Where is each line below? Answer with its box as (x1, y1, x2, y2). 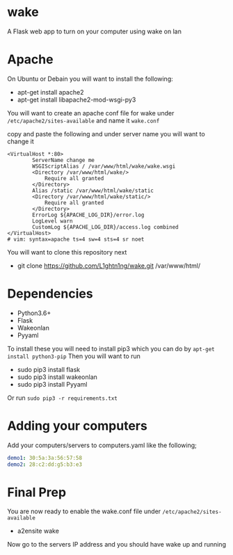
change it (7, 137, 35, 145)
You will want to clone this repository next (7, 248, 127, 256)
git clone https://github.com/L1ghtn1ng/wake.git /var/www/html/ (17, 262, 201, 270)
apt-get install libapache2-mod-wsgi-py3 (17, 95, 136, 104)
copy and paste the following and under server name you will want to (7, 129, 205, 138)
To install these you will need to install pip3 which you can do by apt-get (7, 344, 216, 353)
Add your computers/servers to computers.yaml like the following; (7, 441, 197, 449)
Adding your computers (7, 418, 147, 433)
